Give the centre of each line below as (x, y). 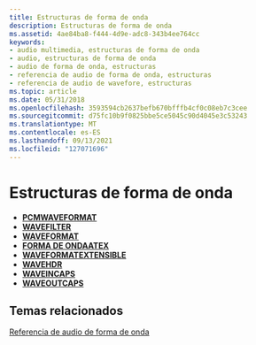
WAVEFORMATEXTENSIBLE (74, 255)
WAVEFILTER (47, 226)
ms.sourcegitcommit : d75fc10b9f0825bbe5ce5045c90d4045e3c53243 (128, 116)
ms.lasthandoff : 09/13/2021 (61, 141)
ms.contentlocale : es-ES (55, 133)
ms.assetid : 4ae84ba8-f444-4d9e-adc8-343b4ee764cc (105, 34)
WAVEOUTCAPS (53, 283)
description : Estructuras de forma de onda (91, 26)
